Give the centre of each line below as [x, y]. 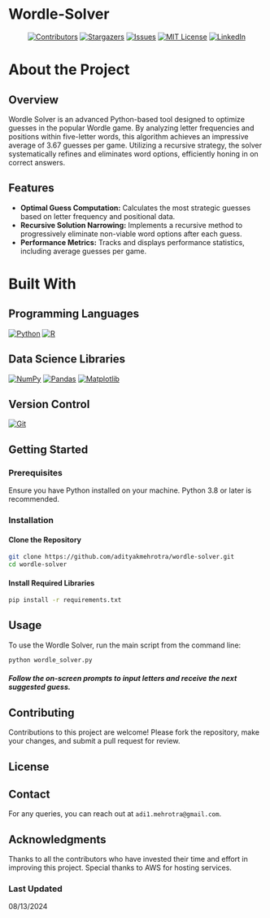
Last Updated [35, 889]
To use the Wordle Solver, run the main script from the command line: [125, 645]
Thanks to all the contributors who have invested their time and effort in [128, 859]
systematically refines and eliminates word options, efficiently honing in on [133, 154]
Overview [34, 100]
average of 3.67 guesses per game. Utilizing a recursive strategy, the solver [135, 145]
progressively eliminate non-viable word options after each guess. [131, 234]
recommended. [34, 499]
